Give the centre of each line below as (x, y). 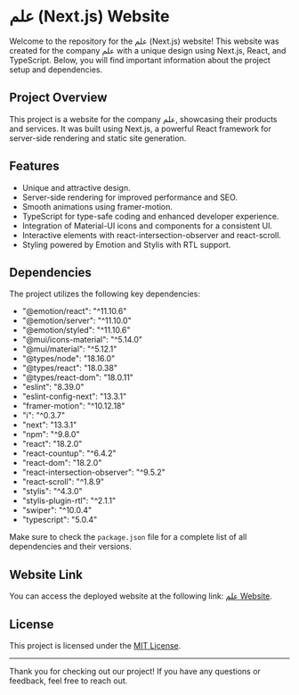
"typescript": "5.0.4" (60, 520)
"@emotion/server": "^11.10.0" (77, 321)
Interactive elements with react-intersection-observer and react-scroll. (152, 235)
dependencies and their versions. (70, 547)
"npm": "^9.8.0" (51, 434)
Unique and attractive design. (76, 187)
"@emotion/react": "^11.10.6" (74, 311)
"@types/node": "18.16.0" (69, 359)
